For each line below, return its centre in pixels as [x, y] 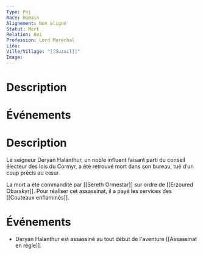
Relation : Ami [24, 35]
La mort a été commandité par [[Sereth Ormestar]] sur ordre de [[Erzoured [100, 184]
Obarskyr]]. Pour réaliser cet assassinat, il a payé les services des [89, 191]
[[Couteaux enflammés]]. [38, 197]
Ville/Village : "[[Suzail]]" [43, 52]
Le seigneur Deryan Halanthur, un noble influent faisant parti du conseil [96, 159]
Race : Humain [23, 18]
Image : [15, 57]
